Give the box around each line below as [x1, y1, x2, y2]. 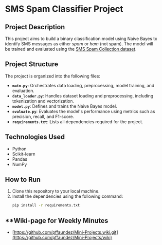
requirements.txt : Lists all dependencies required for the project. [12, 118, 144, 125]
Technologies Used [5, 133, 65, 141]
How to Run [5, 175, 41, 184]
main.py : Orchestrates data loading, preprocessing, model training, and [12, 82, 155, 88]
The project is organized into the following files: [5, 73, 101, 79]
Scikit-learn [12, 151, 36, 157]
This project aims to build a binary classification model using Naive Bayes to [5, 36, 158, 41]
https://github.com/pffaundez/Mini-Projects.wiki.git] [14, 229, 118, 235]
